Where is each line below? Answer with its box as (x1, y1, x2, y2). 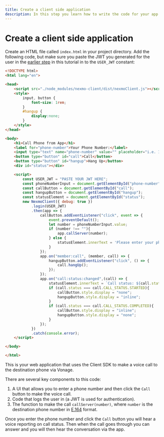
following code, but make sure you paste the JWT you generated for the (5, 54, 150, 60)
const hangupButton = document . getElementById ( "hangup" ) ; (22, 190, 143, 195)
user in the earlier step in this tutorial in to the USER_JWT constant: (5, 59, 135, 65)
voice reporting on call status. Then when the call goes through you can (5, 421, 150, 427)
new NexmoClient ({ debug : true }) (22, 199, 93, 204)
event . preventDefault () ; (48, 218, 99, 222)
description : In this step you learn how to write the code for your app (5, 12, 159, 17)
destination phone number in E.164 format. (12, 407, 98, 413)
